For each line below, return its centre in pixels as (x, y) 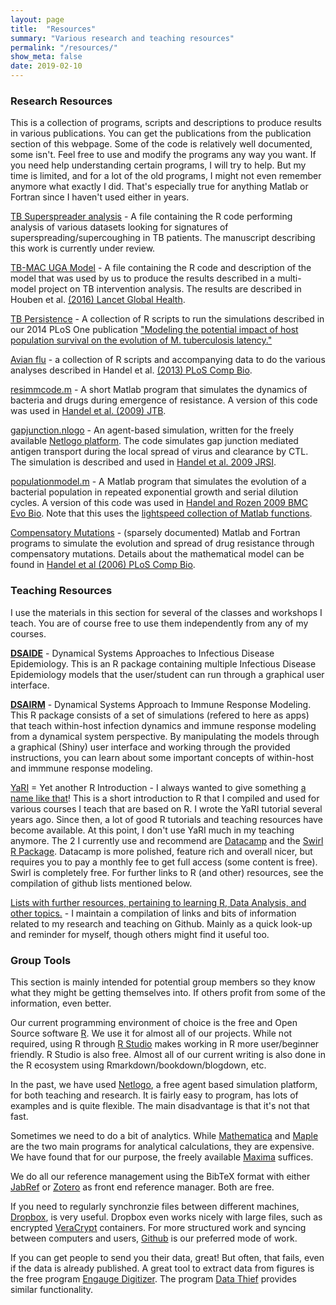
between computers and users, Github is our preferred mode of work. (154, 1238)
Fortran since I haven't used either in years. (100, 197)
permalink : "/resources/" (64, 47)
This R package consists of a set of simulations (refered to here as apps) (160, 715)
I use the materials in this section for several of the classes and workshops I (166, 612)
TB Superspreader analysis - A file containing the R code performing (151, 217)
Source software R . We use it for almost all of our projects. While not (151, 1033)
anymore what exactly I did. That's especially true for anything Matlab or (159, 187)
